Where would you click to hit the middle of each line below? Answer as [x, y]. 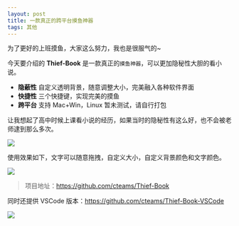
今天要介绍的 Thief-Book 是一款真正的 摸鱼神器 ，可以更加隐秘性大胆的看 [112, 63]
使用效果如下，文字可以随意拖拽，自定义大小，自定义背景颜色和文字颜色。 [116, 158]
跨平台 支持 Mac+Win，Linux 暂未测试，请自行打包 [92, 105]
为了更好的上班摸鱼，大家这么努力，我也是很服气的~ [84, 48]
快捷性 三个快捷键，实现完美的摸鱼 [68, 96]
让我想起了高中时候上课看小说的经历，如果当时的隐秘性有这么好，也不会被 [116, 120]
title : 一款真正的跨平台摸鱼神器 [51, 21]
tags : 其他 [22, 27]
